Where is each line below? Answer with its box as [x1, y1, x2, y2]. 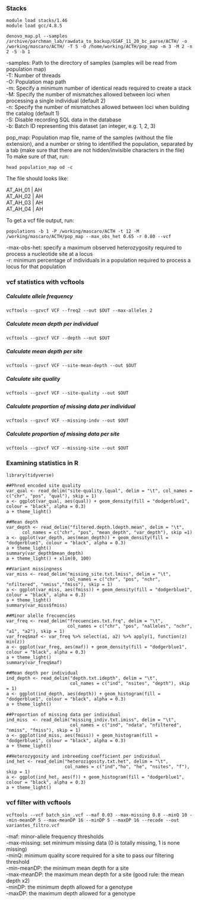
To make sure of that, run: [6, 153, 70, 160]
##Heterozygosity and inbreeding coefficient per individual [6, 754, 161, 760]
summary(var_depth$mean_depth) [6, 550, 84, 557]
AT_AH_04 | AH [6, 205, 43, 212]
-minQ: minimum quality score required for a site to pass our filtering [6, 852, 174, 859]
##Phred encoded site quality [6, 483, 81, 489]
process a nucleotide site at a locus [6, 250, 93, 258]
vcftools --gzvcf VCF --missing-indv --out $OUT [6, 418, 129, 424]
